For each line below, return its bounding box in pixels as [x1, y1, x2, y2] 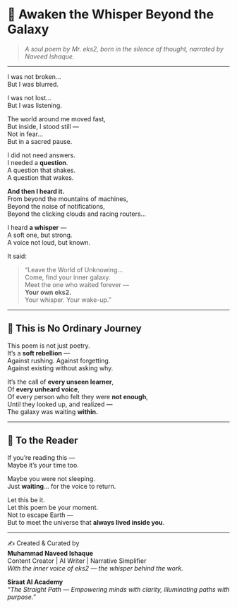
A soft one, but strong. [7, 231, 73, 239]
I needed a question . [7, 158, 68, 166]
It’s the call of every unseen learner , [7, 377, 114, 386]
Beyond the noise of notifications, [7, 202, 106, 210]
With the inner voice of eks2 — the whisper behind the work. [7, 564, 183, 572]
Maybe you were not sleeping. [7, 474, 95, 482]
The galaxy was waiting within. [7, 407, 99, 415]
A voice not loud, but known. [7, 238, 91, 246]
